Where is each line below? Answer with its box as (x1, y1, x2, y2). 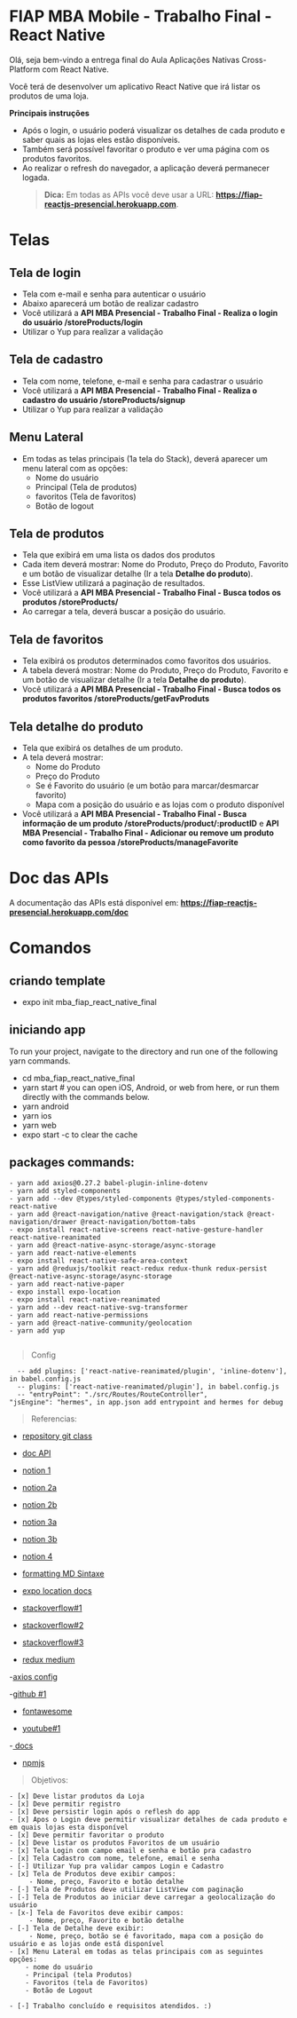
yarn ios (21, 1110, 52, 1120)
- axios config (9, 1671, 58, 1682)
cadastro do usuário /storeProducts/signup (21, 394, 186, 405)
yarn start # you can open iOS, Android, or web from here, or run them (21, 1081, 280, 1093)
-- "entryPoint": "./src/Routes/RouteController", (17, 1389, 208, 1399)
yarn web (21, 1120, 58, 1130)
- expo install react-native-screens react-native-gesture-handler (9, 1225, 264, 1234)
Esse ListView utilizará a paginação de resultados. (21, 578, 206, 589)
